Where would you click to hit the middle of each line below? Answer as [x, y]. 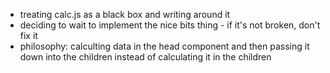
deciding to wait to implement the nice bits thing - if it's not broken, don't [170, 25]
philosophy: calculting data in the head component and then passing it [164, 46]
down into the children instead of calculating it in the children [145, 57]
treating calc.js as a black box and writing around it [125, 14]
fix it [28, 35]
